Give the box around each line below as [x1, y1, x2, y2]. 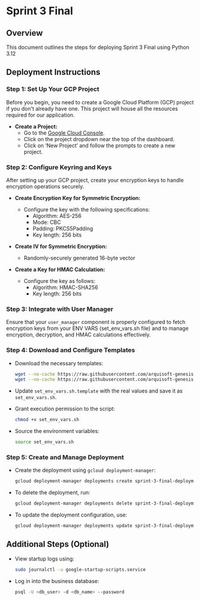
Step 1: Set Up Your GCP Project [6, 85, 99, 94]
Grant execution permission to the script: [14, 405, 115, 412]
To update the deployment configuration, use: [14, 511, 127, 519]
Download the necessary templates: [14, 359, 104, 367]
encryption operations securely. [6, 183, 85, 190]
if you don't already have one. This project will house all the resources [6, 105, 179, 112]
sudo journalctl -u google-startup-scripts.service [14, 566, 146, 572]
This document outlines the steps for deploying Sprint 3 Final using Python [6, 43, 189, 51]
